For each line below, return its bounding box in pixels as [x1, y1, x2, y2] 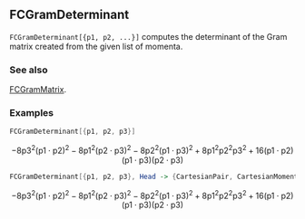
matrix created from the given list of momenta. [9, 41, 183, 52]
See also [9, 63, 48, 76]
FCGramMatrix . [9, 84, 66, 95]
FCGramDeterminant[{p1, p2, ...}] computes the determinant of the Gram [9, 31, 288, 42]
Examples [9, 107, 54, 119]
